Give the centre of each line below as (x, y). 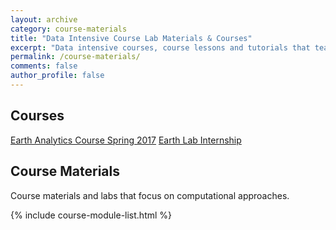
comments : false (44, 66)
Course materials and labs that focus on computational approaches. (150, 195)
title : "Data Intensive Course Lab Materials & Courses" (131, 38)
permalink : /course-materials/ (75, 57)
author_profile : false (57, 76)
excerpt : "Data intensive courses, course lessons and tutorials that (160, 47)
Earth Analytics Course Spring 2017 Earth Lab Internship (126, 140)
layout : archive (44, 19)
